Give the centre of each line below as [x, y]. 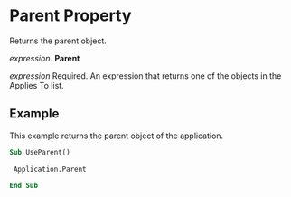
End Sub [24, 186]
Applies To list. [37, 85]
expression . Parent [45, 58]
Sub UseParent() [40, 152]
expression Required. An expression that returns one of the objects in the [145, 75]
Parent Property [70, 16]
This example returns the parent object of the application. [117, 136]
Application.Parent [50, 169]
